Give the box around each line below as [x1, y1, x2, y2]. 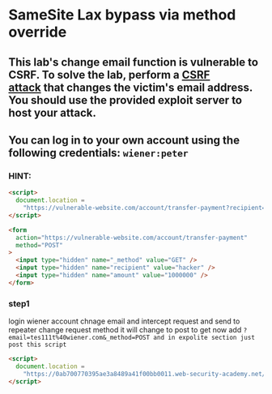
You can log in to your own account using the [8, 133, 240, 147]
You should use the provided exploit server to [8, 93, 243, 107]
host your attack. [8, 105, 97, 119]
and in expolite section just [153, 334, 255, 342]
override [8, 23, 67, 41]
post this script [8, 340, 67, 349]
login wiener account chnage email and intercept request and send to [8, 316, 240, 326]
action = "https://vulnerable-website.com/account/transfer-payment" [15, 233, 249, 242]
